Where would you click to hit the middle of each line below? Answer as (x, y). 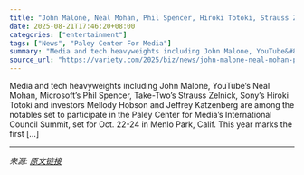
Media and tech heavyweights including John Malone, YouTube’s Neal (140, 86)
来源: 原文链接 (35, 161)
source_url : (32, 60)
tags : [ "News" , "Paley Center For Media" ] (90, 43)
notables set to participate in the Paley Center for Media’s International (141, 115)
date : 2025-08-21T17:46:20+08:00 (72, 26)
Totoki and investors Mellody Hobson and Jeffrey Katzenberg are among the (152, 105)
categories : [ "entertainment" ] (68, 34)
